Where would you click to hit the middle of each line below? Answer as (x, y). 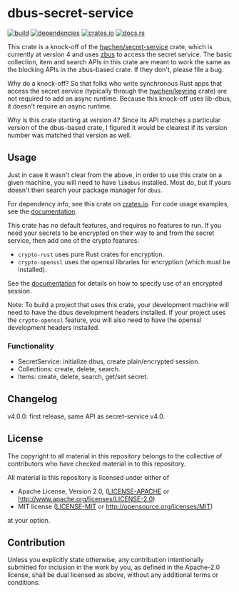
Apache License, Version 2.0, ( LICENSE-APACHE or (93, 491)
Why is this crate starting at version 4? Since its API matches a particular (114, 120)
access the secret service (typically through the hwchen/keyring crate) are (117, 91)
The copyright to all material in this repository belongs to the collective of (115, 456)
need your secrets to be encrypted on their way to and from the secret (111, 233)
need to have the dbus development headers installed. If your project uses (117, 312)
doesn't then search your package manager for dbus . (85, 190)
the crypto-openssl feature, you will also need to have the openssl (105, 320)
